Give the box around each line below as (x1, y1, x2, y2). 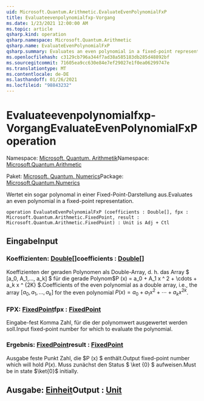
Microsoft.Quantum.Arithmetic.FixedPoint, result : (6, 214, 140, 221)
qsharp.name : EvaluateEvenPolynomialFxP (6, 43, 110, 49)
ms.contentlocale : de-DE (6, 71, 69, 77)
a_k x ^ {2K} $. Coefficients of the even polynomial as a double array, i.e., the (6, 281, 197, 289)
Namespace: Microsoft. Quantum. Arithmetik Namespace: (6, 154, 150, 162)
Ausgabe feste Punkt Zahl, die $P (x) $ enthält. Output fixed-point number (6, 354, 190, 362)
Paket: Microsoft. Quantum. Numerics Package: (6, 173, 124, 180)
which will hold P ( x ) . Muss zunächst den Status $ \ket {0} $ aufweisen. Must (6, 361, 196, 368)
